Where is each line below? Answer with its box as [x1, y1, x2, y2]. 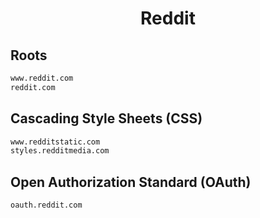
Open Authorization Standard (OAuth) [10, 173, 252, 191]
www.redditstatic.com [10, 137, 101, 147]
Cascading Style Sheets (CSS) [10, 110, 203, 127]
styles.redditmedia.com [10, 146, 110, 156]
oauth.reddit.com [10, 200, 83, 211]
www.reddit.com [10, 73, 74, 83]
